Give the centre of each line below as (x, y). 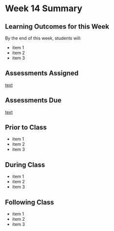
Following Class (30, 202)
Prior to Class (26, 127)
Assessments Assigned (42, 73)
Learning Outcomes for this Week (57, 27)
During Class (25, 164)
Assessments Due (33, 100)
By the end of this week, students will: (43, 38)
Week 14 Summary (44, 9)
